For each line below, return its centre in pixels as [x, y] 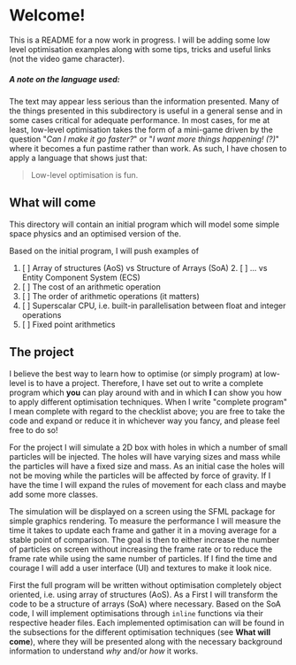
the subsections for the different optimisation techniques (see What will [140, 632]
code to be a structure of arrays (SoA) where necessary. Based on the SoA [145, 604]
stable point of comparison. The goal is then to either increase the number [144, 539]
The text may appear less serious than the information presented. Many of [144, 101]
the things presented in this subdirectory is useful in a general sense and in [146, 111]
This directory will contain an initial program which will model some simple [144, 224]
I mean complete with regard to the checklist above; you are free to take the [147, 411]
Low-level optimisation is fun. [84, 174]
